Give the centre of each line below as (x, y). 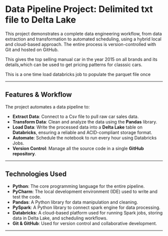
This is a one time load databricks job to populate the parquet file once (78, 74)
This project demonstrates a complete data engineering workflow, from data (84, 33)
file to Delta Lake (41, 20)
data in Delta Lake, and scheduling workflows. (60, 218)
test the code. (27, 196)
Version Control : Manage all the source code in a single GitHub (78, 148)
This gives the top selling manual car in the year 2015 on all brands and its (81, 59)
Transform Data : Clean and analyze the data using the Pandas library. (85, 121)
